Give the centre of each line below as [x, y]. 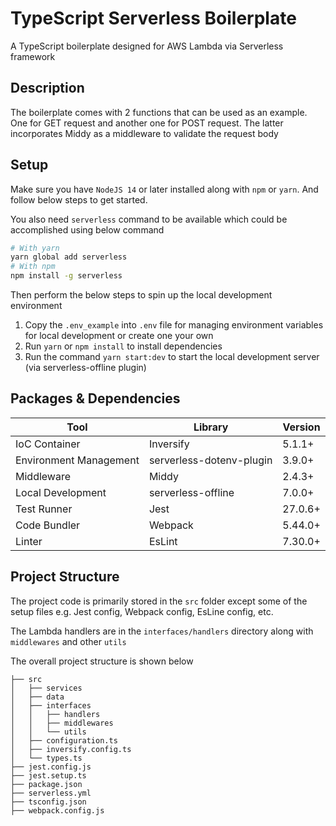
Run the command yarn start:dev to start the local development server [172, 357]
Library [211, 427]
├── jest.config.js [51, 767]
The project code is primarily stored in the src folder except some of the [159, 601]
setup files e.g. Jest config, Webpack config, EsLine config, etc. [142, 611]
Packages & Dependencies [95, 398]
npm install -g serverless [66, 276]
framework [33, 56]
